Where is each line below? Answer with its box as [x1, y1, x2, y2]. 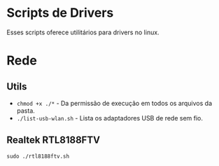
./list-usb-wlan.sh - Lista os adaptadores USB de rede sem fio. [16, 113, 204, 122]
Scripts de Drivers [6, 5, 114, 21]
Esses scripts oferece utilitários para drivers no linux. [6, 28, 160, 36]
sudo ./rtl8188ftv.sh [6, 153, 70, 160]
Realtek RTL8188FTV [6, 134, 101, 146]
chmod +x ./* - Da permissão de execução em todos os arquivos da [16, 99, 213, 107]
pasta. [16, 106, 36, 115]
